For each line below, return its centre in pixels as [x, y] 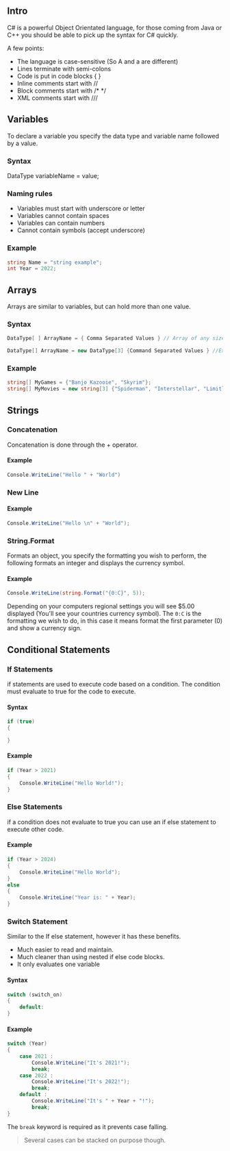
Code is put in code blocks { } [59, 76]
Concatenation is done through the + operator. [73, 445]
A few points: [26, 48]
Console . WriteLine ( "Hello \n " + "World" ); [68, 523]
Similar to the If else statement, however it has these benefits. [94, 937]
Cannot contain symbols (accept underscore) [81, 230]
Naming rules [30, 193]
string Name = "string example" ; [55, 262]
